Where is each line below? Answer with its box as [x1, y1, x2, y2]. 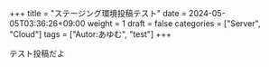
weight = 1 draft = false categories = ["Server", [87, 18, 261, 29]
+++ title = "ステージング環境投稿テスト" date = [9, 8, 187, 18]
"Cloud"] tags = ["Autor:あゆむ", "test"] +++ [9, 29, 172, 39]
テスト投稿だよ [9, 48, 65, 59]
